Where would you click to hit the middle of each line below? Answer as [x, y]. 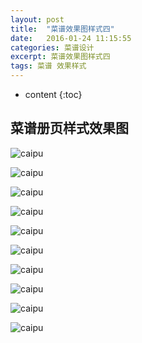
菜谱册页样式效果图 [69, 128]
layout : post [37, 19]
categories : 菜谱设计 [52, 47]
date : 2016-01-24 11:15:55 [71, 38]
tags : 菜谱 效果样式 [48, 66]
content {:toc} [53, 94]
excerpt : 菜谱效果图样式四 [60, 57]
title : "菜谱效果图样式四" [62, 29]
